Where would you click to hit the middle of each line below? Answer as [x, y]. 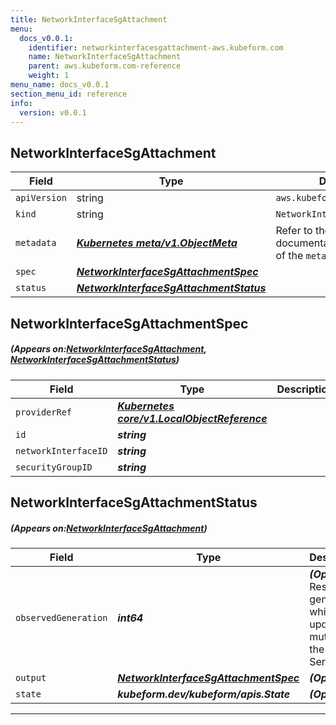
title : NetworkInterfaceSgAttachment [89, 19]
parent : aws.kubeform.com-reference [105, 66]
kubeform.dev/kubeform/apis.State [204, 694]
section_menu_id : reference [69, 94]
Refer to [294, 231]
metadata [36, 243]
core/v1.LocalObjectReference [192, 418]
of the [289, 256]
